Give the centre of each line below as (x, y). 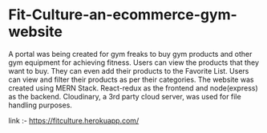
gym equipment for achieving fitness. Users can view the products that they (133, 62)
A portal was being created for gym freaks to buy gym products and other (130, 54)
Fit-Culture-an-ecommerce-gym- (123, 15)
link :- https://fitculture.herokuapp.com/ (74, 120)
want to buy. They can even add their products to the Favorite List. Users (129, 71)
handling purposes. (40, 105)
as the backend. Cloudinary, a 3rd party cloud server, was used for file (125, 96)
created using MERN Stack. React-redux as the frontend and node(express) (133, 88)
